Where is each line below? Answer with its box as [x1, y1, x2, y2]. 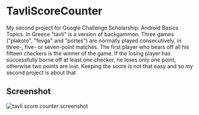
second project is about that [6, 69, 77, 76]
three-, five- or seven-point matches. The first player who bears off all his [6, 43, 190, 51]
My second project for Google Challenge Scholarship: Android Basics [6, 24, 179, 31]
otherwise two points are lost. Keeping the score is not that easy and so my [6, 62, 194, 70]
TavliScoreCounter [6, 4, 103, 18]
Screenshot [6, 86, 51, 97]
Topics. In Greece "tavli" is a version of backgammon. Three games [6, 30, 174, 37]
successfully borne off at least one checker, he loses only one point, [6, 56, 176, 63]
